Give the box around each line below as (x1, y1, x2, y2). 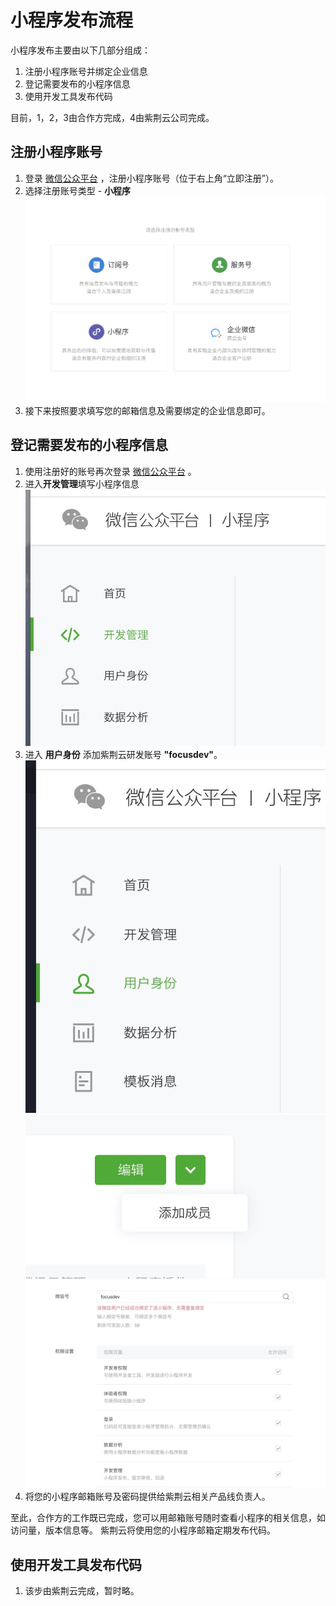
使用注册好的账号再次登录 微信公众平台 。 (24, 465, 197, 477)
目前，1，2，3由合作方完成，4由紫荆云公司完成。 (10, 111, 215, 123)
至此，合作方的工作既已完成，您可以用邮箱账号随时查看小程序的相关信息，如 (10, 1512, 326, 1524)
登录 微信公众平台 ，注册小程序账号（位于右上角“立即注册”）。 (24, 172, 280, 184)
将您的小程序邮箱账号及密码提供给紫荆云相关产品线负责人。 (24, 1491, 271, 1503)
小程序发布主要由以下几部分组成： (10, 44, 151, 56)
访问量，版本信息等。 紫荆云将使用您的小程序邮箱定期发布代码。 (10, 1524, 276, 1536)
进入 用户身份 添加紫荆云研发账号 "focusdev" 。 (24, 748, 223, 760)
